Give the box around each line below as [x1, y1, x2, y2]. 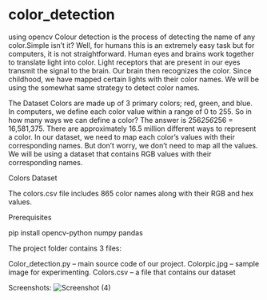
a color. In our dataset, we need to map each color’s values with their [8, 132, 236, 141]
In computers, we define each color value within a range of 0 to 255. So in [8, 106, 252, 116]
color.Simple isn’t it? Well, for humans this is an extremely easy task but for [8, 40, 255, 49]
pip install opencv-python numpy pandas [8, 227, 144, 237]
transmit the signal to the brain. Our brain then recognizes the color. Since [8, 65, 252, 75]
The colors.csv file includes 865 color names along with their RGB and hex [8, 188, 254, 198]
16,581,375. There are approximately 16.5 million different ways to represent [8, 124, 257, 133]
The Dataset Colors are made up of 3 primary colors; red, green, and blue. [8, 98, 253, 108]
